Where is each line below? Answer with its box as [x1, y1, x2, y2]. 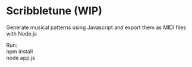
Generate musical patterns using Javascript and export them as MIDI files [6, 24, 186, 31]
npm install [6, 47, 33, 55]
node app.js [6, 54, 36, 61]
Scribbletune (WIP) [6, 4, 103, 18]
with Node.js [6, 30, 37, 37]
